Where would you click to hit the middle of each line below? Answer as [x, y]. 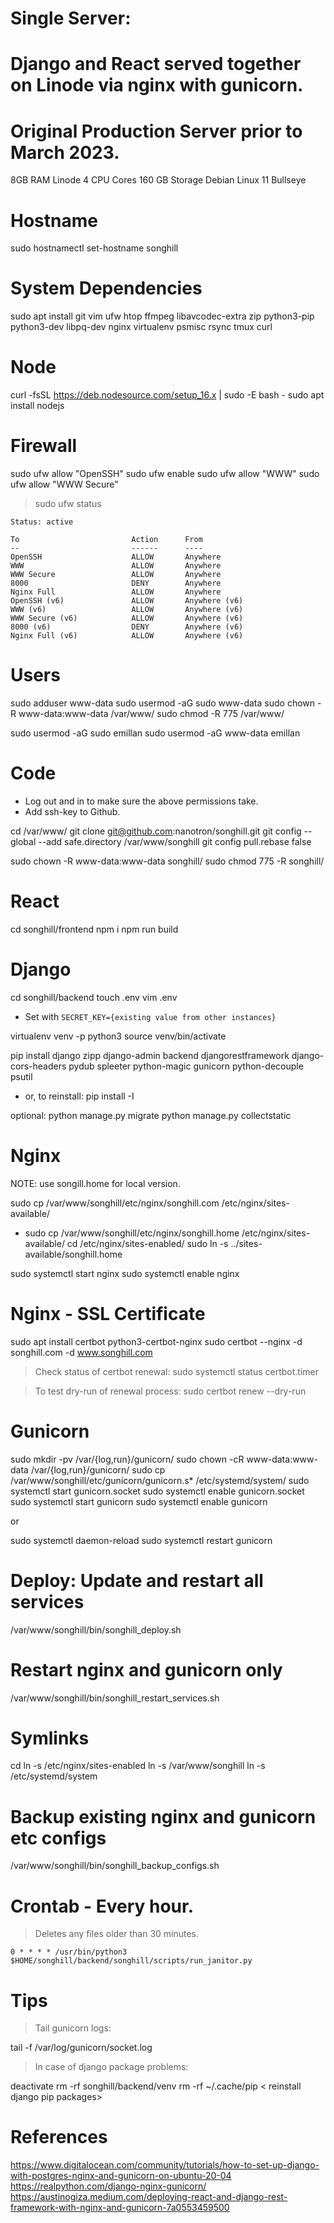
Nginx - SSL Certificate [108, 1313]
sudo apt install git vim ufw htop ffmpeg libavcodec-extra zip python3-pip [162, 316]
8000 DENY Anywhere [116, 583]
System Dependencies [106, 288]
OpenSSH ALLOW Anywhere [116, 557]
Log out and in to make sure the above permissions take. [141, 801]
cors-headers [38, 1066]
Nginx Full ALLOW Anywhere [116, 592]
